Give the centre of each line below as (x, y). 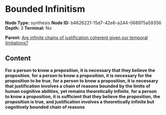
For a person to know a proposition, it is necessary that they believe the (80, 70)
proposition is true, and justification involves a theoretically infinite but (80, 102)
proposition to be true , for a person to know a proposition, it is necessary (82, 80)
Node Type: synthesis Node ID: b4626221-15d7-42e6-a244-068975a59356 (83, 23)
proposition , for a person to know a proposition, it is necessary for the (79, 76)
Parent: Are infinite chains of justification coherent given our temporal (77, 38)
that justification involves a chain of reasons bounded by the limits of (78, 86)
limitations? (17, 42)
